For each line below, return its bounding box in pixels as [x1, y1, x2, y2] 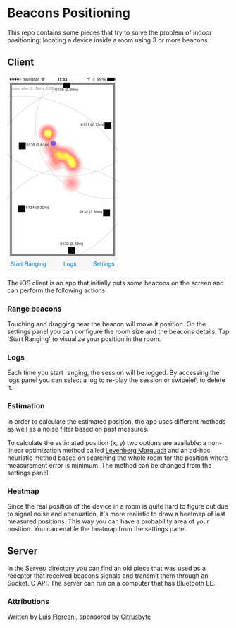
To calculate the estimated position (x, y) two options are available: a [7, 438, 206, 446]
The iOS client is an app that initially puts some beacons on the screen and [7, 278, 224, 287]
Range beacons [7, 304, 62, 314]
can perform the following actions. [7, 286, 107, 295]
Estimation [7, 401, 45, 411]
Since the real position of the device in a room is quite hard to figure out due [7, 502, 229, 510]
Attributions [7, 596, 50, 606]
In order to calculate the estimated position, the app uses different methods [7, 417, 226, 425]
